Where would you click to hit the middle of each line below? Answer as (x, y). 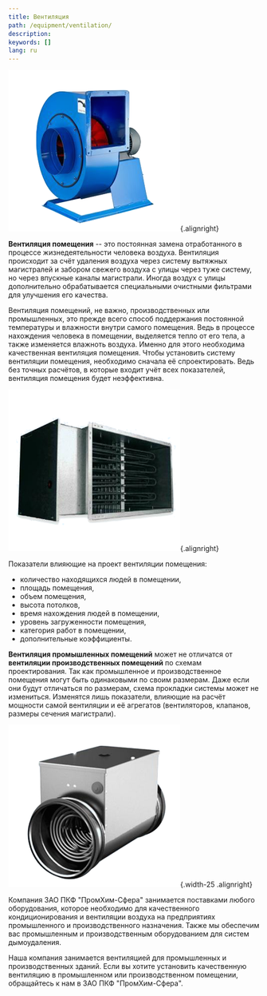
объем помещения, (53, 597)
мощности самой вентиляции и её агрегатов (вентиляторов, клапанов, (130, 705)
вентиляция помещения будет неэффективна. (86, 379)
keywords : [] (30, 42)
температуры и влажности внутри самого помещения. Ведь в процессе (132, 327)
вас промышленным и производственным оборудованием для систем (129, 934)
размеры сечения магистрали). (62, 714)
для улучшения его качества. (58, 295)
